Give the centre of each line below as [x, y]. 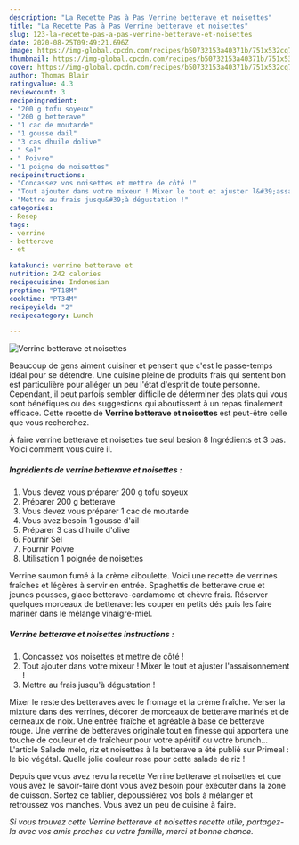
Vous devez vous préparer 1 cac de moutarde [105, 511]
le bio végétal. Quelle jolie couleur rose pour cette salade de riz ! [127, 759]
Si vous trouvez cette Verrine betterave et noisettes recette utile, [127, 822]
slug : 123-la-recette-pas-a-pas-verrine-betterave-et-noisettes [131, 34]
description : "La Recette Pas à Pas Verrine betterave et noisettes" [141, 17]
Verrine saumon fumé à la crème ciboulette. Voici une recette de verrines [143, 576]
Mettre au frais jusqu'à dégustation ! [89, 685]
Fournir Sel [42, 539]
